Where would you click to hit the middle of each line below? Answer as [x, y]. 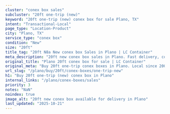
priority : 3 [18, 85]
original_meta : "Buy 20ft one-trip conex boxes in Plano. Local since [81, 66]
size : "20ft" [19, 47]
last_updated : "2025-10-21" [35, 104]
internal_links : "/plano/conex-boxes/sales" [53, 80]
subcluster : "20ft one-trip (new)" [43, 15]
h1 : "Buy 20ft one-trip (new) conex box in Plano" [60, 76]
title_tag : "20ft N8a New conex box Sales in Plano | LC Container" [79, 52]
